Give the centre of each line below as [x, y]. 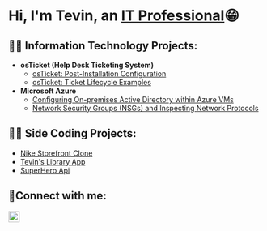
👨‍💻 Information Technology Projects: [103, 46]
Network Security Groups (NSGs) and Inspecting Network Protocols [145, 108]
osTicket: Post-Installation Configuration [99, 74]
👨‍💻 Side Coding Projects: [72, 133]
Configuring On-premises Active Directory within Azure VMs [133, 99]
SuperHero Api [45, 170]
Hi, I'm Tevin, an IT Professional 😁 [124, 16]
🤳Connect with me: [57, 196]
